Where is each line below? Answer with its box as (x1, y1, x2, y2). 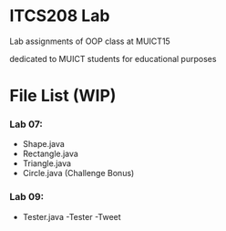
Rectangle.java (22, 148, 79, 160)
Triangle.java (22, 158, 71, 169)
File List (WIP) (9, 86, 117, 106)
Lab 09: (9, 191, 45, 204)
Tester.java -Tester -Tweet (22, 211, 121, 222)
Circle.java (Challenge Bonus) (22, 168, 135, 179)
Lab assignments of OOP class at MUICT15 (9, 36, 170, 47)
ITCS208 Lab (9, 5, 110, 26)
